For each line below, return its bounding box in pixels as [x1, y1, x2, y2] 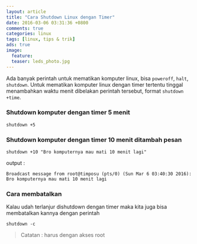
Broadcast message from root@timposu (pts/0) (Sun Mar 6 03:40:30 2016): [6, 171, 192, 177]
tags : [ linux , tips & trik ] [6, 36, 76, 42]
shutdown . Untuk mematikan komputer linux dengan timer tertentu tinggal [6, 81, 183, 88]
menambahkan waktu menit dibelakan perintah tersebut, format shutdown [6, 87, 184, 94]
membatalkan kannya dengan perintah [6, 210, 100, 217]
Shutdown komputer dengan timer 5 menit [6, 108, 130, 116]
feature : [11, 53, 33, 59]
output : [6, 160, 25, 167]
